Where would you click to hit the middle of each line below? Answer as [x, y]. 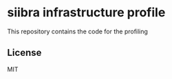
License [24, 53]
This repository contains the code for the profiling [77, 31]
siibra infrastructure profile [86, 13]
